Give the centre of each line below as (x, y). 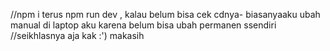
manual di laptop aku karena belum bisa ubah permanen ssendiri (143, 25)
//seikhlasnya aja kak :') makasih (77, 35)
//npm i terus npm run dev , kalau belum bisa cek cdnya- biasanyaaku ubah (165, 14)
